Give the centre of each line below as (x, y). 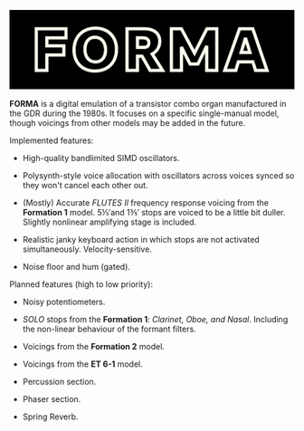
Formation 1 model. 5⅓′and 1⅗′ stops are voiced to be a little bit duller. (154, 212)
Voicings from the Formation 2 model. (94, 346)
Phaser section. (52, 398)
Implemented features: (52, 140)
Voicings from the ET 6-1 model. (82, 364)
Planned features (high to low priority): (81, 284)
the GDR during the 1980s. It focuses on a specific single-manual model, (144, 113)
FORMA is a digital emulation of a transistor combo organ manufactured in (148, 103)
